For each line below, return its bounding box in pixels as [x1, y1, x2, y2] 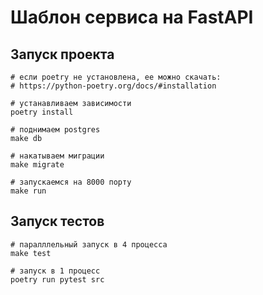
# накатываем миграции [10, 151, 105, 161]
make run [10, 186, 47, 196]
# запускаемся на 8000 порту [10, 177, 132, 187]
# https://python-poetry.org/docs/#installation [10, 81, 217, 91]
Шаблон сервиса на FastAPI [10, 6, 254, 29]
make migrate [10, 160, 65, 170]
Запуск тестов [10, 213, 105, 230]
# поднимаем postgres [10, 125, 101, 135]
